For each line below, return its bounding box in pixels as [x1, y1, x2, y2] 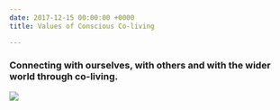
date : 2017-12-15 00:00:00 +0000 [9, 13, 135, 23]
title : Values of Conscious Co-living [9, 22, 155, 31]
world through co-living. [9, 70, 119, 83]
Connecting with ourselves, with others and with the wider [9, 60, 272, 72]
